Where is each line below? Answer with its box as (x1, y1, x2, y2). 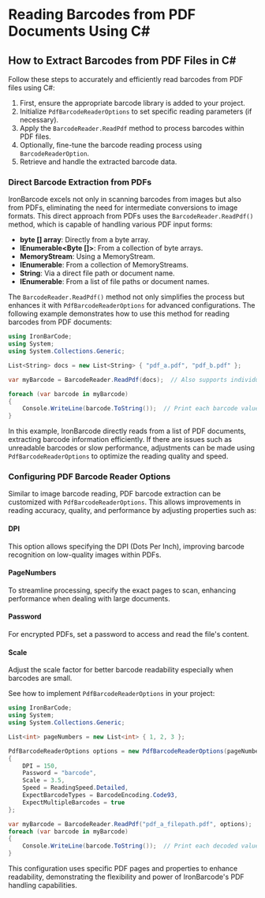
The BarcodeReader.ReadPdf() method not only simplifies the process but (8, 292, 245, 301)
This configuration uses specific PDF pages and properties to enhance (8, 864, 238, 874)
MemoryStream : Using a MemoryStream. (19, 252, 155, 261)
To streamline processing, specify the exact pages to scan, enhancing (8, 586, 237, 595)
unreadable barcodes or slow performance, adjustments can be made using (8, 443, 255, 453)
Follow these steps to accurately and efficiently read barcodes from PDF (8, 75, 244, 84)
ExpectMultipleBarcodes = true (22, 799, 125, 806)
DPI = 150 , (22, 761, 58, 770)
